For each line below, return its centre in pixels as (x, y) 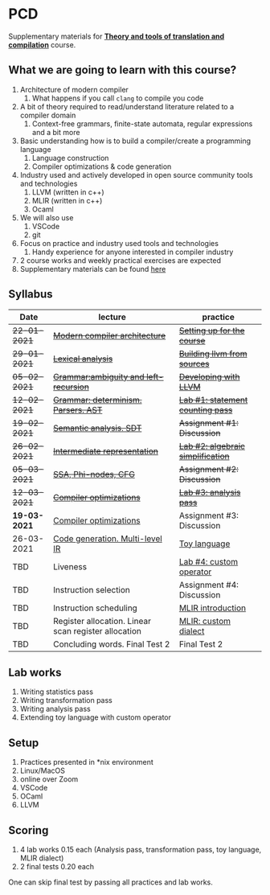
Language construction (70, 158)
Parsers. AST (78, 409)
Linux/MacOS (43, 771)
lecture (112, 317)
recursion (72, 387)
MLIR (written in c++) (67, 200)
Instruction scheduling (96, 608)
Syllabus (31, 294)
